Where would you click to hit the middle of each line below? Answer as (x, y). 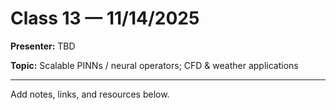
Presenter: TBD (43, 46)
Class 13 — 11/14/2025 (105, 18)
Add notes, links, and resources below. (90, 94)
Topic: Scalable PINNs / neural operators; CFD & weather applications (154, 65)
